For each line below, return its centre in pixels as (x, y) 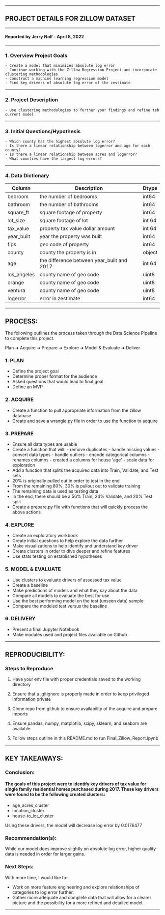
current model (20, 114)
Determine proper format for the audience (55, 376)
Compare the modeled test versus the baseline (59, 606)
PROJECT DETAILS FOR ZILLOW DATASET (70, 18)
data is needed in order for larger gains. (45, 854)
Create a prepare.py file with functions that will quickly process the (80, 507)
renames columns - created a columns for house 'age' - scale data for (83, 459)
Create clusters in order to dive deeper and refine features (71, 551)
